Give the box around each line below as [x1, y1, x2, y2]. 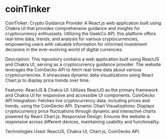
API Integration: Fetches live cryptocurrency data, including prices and [5, 97, 150, 103]
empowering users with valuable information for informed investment [5, 41, 147, 47]
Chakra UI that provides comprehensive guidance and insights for [5, 25, 141, 31]
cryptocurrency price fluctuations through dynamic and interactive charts [5, 108, 156, 114]
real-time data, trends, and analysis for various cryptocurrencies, [5, 36, 139, 42]
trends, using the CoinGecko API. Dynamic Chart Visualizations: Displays [5, 103, 155, 109]
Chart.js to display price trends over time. [5, 77, 90, 83]
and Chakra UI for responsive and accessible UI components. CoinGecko [5, 92, 156, 98]
